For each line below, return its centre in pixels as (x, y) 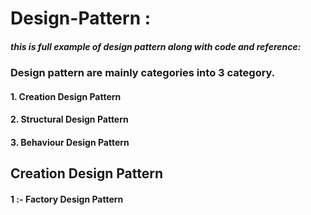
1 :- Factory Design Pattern (67, 199)
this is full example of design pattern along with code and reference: (156, 46)
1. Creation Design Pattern (66, 96)
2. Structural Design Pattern (69, 119)
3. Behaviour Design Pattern (70, 142)
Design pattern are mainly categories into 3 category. (143, 73)
